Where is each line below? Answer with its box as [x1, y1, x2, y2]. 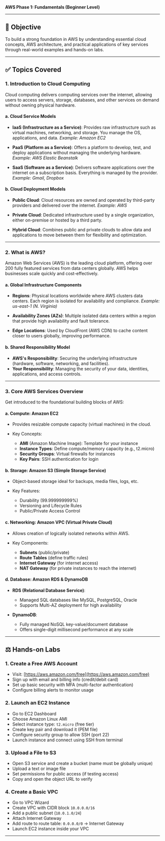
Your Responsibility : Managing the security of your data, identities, [12, 366, 149, 371]
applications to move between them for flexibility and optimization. [12, 232, 147, 238]
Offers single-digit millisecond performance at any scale [19, 626, 134, 632]
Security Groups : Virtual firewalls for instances [19, 451, 115, 457]
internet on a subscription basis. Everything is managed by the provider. [12, 170, 158, 176]
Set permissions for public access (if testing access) [12, 771, 119, 776]
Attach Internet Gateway [12, 815, 62, 821]
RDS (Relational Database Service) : [12, 587, 86, 593]
